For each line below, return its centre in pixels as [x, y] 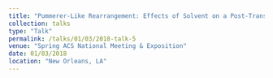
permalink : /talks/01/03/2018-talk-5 [72, 39]
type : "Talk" [30, 31]
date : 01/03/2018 [38, 54]
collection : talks [39, 24]
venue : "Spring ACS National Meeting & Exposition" [97, 46]
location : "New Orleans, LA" [58, 62]
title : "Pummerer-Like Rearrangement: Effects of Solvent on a [118, 16]
